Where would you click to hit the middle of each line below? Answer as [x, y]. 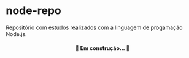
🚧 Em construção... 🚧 [102, 48]
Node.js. [16, 34]
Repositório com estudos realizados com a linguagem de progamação [94, 27]
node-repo [34, 11]
